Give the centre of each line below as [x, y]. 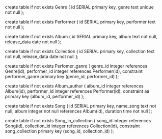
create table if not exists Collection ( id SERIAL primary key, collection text [80, 51]
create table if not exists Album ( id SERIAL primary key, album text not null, [81, 37]
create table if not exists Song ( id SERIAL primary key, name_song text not [81, 106]
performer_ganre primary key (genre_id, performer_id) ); [62, 76]
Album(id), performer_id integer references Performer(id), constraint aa [77, 91]
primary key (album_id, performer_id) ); [45, 96]
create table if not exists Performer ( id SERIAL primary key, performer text [81, 22]
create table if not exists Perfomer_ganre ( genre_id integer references [76, 66]
